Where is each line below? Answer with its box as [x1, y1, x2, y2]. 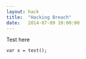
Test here [6, 36, 30, 44]
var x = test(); [6, 48, 47, 54]
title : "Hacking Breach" [6, 14, 71, 20]
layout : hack [6, 8, 39, 15]
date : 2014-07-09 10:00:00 [6, 20, 80, 26]
